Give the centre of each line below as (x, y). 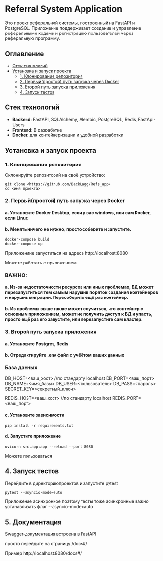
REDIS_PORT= (127, 398)
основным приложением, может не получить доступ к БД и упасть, (79, 314)
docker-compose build (27, 239)
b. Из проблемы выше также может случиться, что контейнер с (74, 309)
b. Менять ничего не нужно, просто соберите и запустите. (68, 229)
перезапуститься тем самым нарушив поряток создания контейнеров (81, 292)
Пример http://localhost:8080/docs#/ (43, 553)
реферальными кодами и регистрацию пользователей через (69, 33)
